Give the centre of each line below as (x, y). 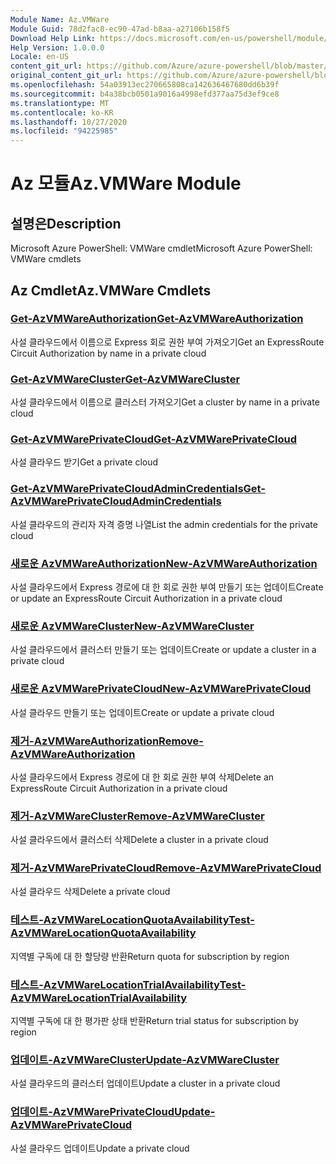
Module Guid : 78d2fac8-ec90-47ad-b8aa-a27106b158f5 (120, 29)
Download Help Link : (53, 38)
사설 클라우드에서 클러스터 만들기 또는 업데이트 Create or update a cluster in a (163, 650)
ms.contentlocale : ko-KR (62, 112)
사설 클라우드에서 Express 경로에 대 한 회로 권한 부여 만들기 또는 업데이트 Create (167, 587)
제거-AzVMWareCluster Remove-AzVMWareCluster (137, 816)
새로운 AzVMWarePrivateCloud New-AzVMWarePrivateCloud (161, 689)
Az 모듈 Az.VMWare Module (126, 183)
